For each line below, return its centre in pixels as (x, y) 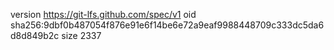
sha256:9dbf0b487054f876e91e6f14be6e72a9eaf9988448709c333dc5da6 (167, 25)
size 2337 (81, 35)
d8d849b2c (35, 35)
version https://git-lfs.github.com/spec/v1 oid (103, 14)
